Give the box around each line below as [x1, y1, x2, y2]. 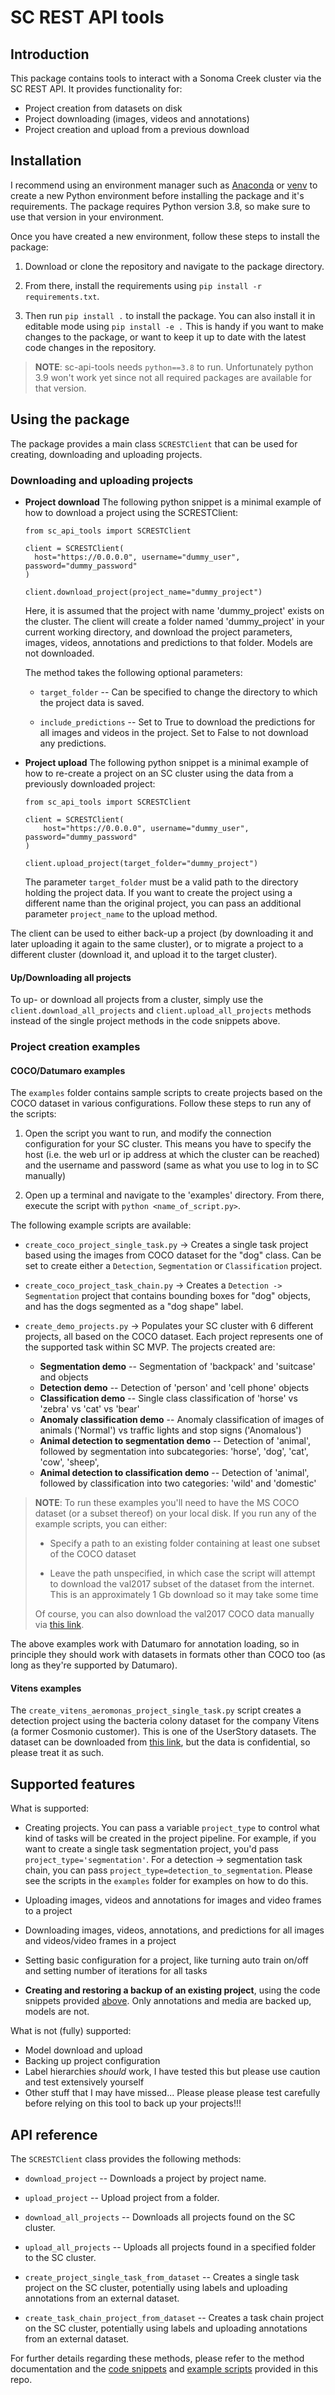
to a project [24, 1905, 73, 1917]
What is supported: [10, 1802, 90, 1815]
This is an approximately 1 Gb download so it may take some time [49, 1589, 319, 1601]
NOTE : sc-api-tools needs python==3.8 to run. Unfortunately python [34, 361, 314, 373]
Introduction [10, 46, 90, 63]
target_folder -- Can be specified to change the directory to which [39, 686, 318, 698]
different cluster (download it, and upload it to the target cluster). [10, 948, 278, 960]
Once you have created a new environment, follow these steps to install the [10, 230, 320, 242]
